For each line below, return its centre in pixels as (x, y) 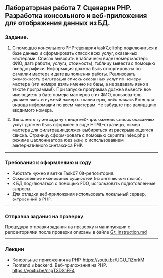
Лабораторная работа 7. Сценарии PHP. (68, 8)
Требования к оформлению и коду (48, 162)
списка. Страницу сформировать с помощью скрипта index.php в (80, 135)
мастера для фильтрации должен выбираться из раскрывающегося (83, 130)
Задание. (16, 37)
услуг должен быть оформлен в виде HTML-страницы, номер (76, 124)
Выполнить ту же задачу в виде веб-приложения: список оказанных (83, 119)
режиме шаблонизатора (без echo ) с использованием (68, 140)
